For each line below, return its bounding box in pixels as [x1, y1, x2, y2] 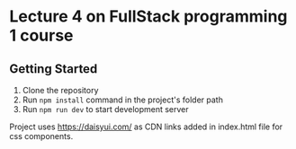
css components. [9, 131, 74, 141]
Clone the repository [22, 85, 99, 95]
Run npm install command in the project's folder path [22, 94, 223, 105]
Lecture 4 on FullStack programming [9, 6, 288, 27]
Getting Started [9, 61, 98, 76]
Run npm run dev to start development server [22, 104, 189, 114]
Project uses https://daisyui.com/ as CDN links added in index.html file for [9, 121, 283, 132]
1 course [9, 25, 74, 46]
